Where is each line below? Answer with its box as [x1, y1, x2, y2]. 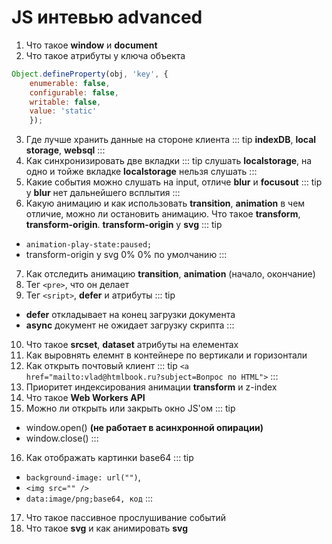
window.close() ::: [25, 432, 99, 445]
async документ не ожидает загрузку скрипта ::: [25, 319, 235, 331]
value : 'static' [29, 106, 98, 116]
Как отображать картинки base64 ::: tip [25, 452, 194, 464]
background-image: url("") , [25, 471, 141, 483]
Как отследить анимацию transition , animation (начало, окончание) [25, 268, 316, 280]
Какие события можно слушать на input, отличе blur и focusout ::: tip [25, 176, 323, 188]
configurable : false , [29, 87, 119, 98]
